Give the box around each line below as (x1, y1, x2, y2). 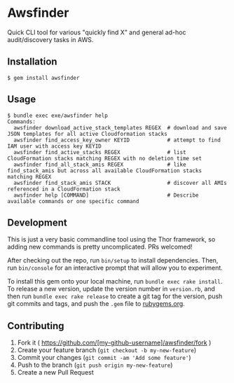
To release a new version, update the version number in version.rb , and (7, 285, 216, 293)
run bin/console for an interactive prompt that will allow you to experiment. (7, 264, 223, 272)
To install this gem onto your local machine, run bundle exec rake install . (7, 277, 223, 286)
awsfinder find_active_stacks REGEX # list (13, 148, 187, 155)
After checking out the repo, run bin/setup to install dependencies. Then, (7, 256, 219, 265)
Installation (7, 56, 57, 68)
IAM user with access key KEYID (7, 142, 102, 150)
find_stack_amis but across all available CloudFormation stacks (7, 167, 202, 174)
